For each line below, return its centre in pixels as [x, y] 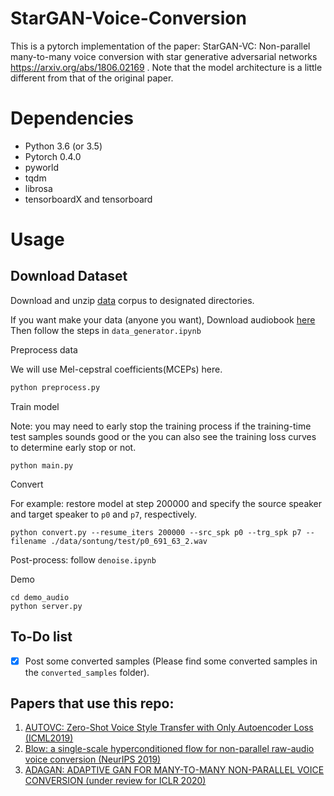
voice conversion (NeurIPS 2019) [93, 759]
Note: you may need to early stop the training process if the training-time [161, 426]
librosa [38, 188]
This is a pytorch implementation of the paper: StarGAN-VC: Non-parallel [160, 46]
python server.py [46, 606]
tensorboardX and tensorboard [88, 199]
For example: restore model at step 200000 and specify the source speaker [166, 503]
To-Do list [41, 637]
